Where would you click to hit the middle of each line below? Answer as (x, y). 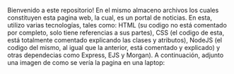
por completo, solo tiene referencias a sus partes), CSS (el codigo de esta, (116, 32)
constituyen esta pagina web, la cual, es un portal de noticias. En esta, (110, 18)
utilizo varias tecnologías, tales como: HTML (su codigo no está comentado (117, 25)
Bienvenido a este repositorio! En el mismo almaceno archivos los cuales (113, 10)
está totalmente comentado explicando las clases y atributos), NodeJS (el (115, 40)
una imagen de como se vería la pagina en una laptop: (86, 62)
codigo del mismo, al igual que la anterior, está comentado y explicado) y (114, 48)
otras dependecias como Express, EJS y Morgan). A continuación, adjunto (116, 55)
